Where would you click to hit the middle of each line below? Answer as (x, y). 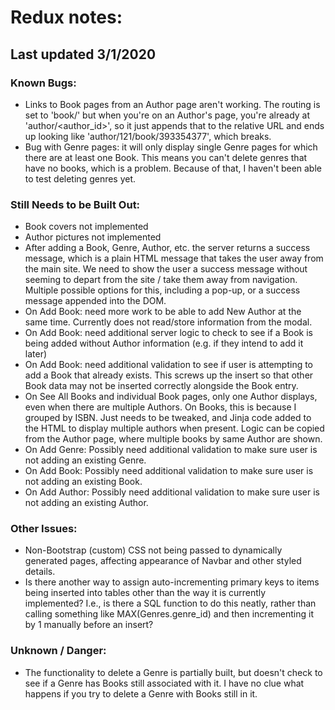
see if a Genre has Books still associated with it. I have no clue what (164, 683)
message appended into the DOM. (95, 301)
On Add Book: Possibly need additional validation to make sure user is (169, 471)
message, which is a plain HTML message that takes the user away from (174, 258)
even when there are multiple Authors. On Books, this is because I (160, 407)
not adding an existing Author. (86, 503)
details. (40, 572)
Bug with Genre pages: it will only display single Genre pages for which (171, 147)
